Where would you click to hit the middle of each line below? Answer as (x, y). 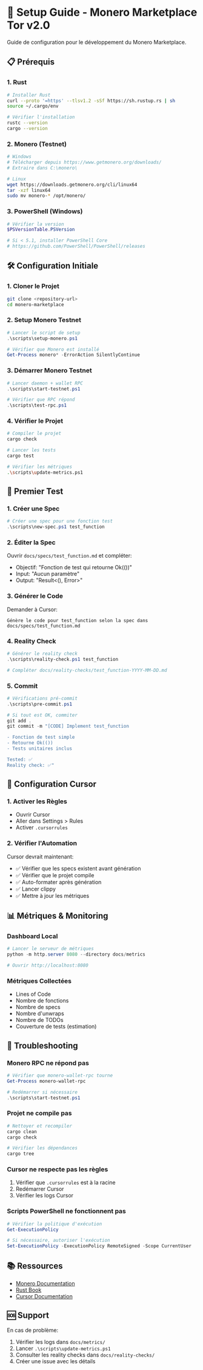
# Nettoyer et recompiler (39, 1126)
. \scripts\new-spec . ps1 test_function (56, 527)
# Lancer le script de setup (44, 333)
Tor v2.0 (28, 25)
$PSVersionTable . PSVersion (41, 230)
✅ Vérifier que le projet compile (55, 875)
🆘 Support (28, 1316)
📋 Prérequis (31, 62)
